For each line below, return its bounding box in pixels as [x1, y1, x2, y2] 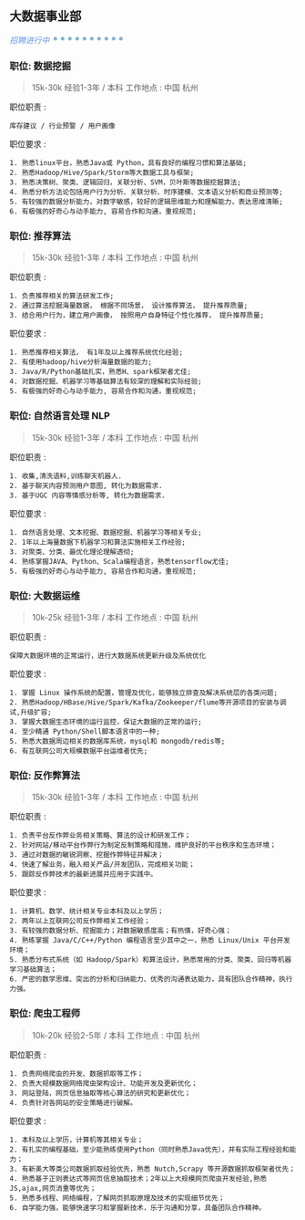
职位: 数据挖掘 [9, 59, 71, 72]
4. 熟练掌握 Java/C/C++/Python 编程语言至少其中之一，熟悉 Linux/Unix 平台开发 [9, 936, 291, 945]
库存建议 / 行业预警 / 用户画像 [9, 121, 116, 130]
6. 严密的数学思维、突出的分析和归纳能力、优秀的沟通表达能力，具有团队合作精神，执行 [9, 975, 293, 984]
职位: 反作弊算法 [9, 769, 80, 782]
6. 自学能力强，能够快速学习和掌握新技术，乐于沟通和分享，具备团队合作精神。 [9, 1203, 266, 1212]
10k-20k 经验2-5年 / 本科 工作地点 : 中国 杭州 [31, 1029, 200, 1040]
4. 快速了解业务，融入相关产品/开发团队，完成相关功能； [9, 860, 196, 870]
